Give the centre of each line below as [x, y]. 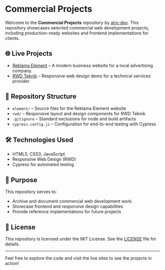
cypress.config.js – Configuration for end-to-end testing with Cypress [84, 124]
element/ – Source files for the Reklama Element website [69, 108]
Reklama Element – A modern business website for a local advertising [82, 65]
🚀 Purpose [21, 180]
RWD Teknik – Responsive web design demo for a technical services [82, 76]
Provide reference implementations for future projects [67, 212]
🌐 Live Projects [29, 54]
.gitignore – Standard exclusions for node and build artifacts [74, 119]
